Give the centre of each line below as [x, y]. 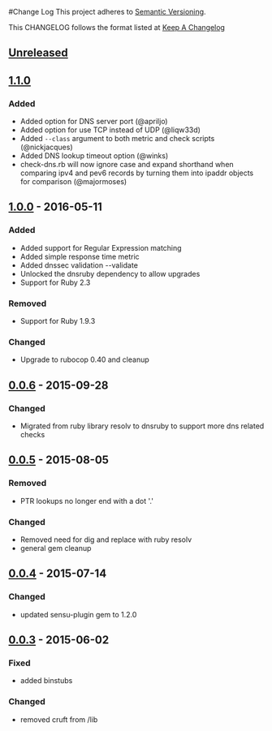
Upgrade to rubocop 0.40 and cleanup [85, 359]
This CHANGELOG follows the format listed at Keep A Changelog [117, 27]
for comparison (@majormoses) [73, 182]
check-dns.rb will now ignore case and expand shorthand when [127, 165]
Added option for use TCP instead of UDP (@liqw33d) [110, 130]
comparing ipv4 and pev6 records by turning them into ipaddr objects [137, 173]
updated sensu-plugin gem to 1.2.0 [78, 614]
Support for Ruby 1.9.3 [58, 321]
